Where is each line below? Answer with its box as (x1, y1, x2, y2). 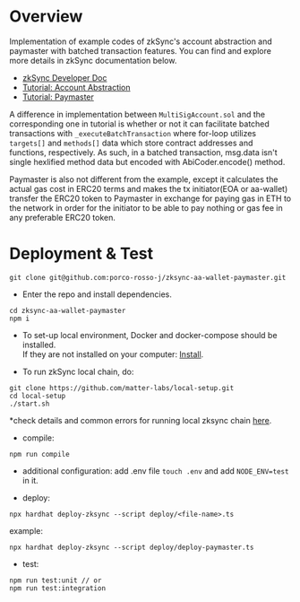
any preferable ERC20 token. (9, 212, 116, 222)
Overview (9, 6, 83, 27)
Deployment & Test (9, 244, 154, 264)
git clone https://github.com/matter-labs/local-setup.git (9, 383, 235, 392)
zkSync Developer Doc (21, 72, 107, 83)
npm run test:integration (9, 583, 106, 593)
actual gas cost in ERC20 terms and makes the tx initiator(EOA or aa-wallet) (9, 183, 288, 194)
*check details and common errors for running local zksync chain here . (9, 414, 272, 425)
